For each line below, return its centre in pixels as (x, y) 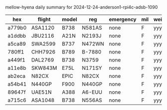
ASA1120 (43, 28)
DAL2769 (43, 60)
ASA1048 (43, 100)
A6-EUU (92, 92)
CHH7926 (43, 52)
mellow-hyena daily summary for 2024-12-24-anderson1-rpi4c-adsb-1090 (82, 7)
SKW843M (44, 68)
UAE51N (42, 92)
